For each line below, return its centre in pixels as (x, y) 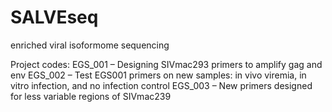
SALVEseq (54, 17)
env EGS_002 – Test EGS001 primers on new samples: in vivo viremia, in (158, 75)
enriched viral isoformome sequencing (90, 45)
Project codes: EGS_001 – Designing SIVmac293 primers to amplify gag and (166, 64)
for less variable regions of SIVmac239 (91, 96)
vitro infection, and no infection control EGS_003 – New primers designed (161, 85)
